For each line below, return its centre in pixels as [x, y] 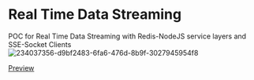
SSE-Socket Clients [40, 44]
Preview [21, 67]
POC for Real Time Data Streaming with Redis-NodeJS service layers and [127, 36]
